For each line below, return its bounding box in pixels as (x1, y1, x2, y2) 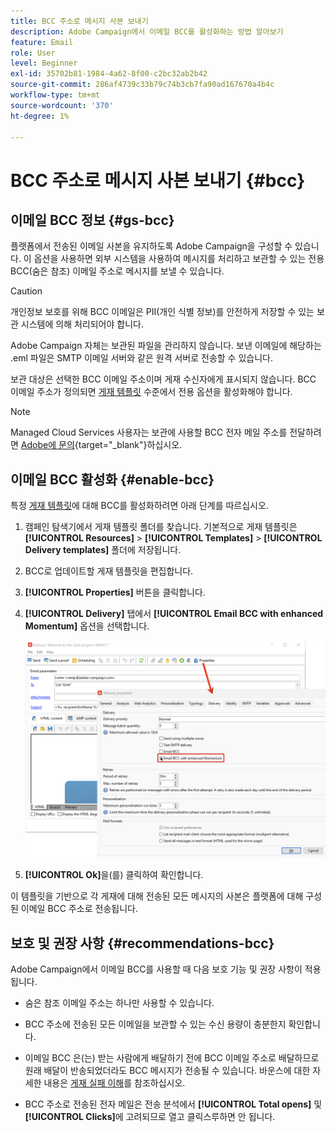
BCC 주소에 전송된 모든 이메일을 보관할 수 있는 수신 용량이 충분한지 (24, 1018, 287, 1030)
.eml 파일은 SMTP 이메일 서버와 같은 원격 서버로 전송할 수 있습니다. (10, 352, 273, 364)
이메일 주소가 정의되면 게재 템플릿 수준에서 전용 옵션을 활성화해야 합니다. (10, 386, 293, 398)
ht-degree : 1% (10, 111, 70, 121)
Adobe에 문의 (20, 439, 75, 451)
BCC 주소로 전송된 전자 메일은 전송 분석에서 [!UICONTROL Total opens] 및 (24, 1098, 323, 1110)
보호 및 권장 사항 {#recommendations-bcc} (10, 935, 275, 952)
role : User (10, 48, 56, 58)
